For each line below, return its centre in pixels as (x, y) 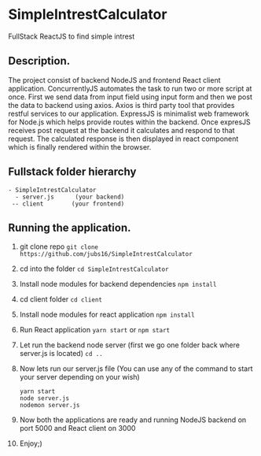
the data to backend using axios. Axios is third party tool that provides (121, 105)
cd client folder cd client (61, 299)
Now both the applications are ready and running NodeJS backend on (133, 420)
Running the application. (70, 227)
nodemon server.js (50, 406)
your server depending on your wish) (79, 377)
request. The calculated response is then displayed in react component (123, 139)
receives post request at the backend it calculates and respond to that (121, 130)
